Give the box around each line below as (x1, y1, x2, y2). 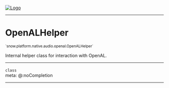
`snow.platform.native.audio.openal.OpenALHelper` (5, 43, 94, 49)
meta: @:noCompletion (5, 72, 53, 78)
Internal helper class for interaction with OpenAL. (5, 52, 107, 58)
